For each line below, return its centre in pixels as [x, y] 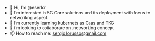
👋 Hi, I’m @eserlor [28, 7]
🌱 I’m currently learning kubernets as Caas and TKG [62, 23]
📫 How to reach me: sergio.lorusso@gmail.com [58, 33]
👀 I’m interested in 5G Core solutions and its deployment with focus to [80, 13]
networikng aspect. [29, 18]
